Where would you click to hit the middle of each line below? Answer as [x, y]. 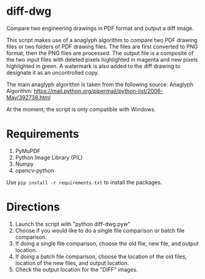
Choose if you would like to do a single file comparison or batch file [100, 230]
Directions [33, 207]
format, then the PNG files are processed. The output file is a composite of [100, 53]
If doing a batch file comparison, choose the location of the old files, [101, 256]
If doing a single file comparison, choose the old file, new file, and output [107, 244]
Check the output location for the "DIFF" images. [77, 269]
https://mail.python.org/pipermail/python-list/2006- [98, 91]
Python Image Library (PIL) [49, 157]
